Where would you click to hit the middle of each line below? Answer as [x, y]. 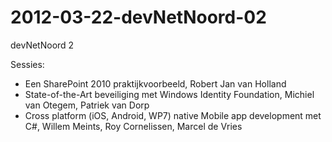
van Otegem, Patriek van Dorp [87, 105]
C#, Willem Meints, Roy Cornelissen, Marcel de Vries [133, 126]
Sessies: [27, 64]
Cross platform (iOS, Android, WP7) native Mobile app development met [173, 115]
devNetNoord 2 [42, 45]
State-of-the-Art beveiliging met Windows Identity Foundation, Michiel [169, 94]
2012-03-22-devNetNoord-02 [138, 17]
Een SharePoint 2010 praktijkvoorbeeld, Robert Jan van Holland [155, 83]
